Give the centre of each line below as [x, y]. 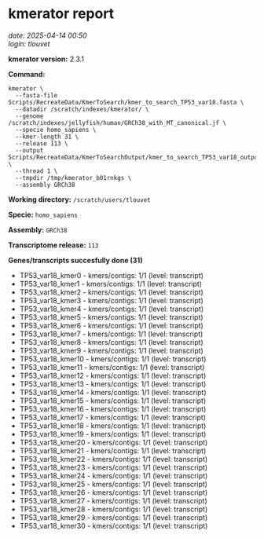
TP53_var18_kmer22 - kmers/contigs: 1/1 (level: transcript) [114, 459]
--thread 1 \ [37, 171]
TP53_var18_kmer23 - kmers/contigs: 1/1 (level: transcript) [114, 467]
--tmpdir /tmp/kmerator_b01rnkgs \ [73, 178]
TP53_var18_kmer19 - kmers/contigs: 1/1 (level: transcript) [113, 434]
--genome [29, 116]
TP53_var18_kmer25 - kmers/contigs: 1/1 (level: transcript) [114, 484]
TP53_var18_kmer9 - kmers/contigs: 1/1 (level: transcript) [112, 350]
